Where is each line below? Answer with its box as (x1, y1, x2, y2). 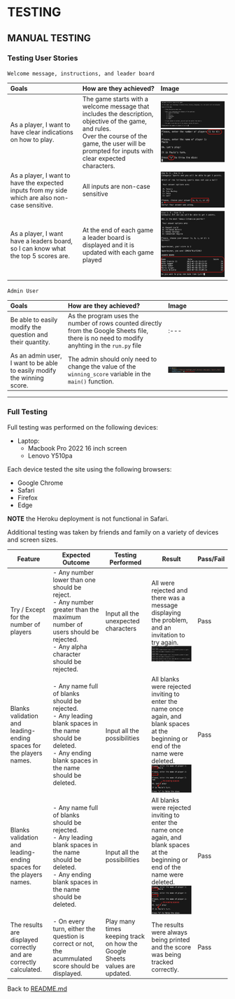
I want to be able (10, 358, 58, 367)
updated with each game (83, 248, 154, 256)
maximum (52, 613, 82, 621)
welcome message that (83, 102, 150, 111)
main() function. (67, 377, 114, 385)
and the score (151, 943, 192, 951)
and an (151, 623, 171, 632)
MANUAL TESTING (7, 32, 91, 44)
